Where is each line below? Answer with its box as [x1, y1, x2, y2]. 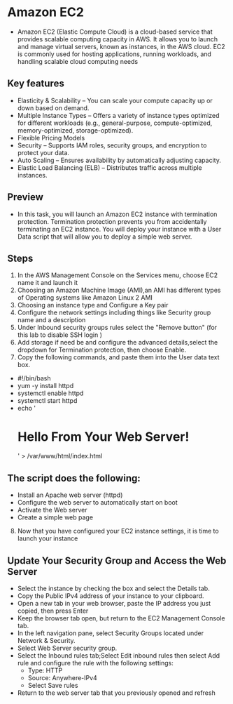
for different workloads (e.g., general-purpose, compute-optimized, [17, 119, 213, 127]
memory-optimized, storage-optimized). [17, 126, 134, 134]
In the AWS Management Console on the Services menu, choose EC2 [17, 271, 218, 279]
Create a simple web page [17, 513, 93, 522]
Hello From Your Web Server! [17, 429, 190, 444]
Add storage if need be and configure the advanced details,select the [17, 338, 218, 347]
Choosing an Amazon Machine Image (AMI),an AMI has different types [17, 286, 221, 295]
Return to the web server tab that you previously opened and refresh [17, 689, 216, 697]
